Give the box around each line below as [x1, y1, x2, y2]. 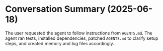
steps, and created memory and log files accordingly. [5, 40, 114, 46]
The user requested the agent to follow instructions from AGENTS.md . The [5, 30, 153, 36]
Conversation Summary [5, 3, 106, 15]
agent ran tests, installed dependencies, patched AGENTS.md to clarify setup [5, 35, 159, 41]
